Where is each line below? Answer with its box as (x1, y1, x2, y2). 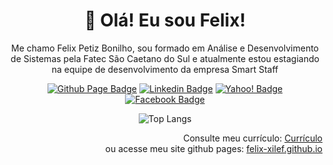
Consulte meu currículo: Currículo (183, 132, 323, 144)
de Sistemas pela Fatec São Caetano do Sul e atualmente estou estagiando (10, 52, 320, 64)
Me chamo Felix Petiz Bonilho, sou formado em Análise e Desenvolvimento (11, 42, 319, 54)
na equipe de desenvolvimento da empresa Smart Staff (51, 63, 279, 75)
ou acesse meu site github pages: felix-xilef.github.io (105, 142, 323, 154)
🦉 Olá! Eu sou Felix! (84, 9, 246, 32)
